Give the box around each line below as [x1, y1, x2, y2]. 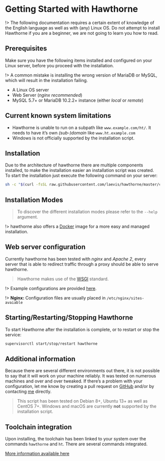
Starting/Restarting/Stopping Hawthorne [5, 313, 134, 322]
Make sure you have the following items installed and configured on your [5, 57, 152, 63]
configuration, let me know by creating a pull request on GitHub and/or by [5, 383, 155, 389]
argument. [17, 214, 38, 220]
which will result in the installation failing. [5, 77, 88, 83]
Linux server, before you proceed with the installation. [5, 62, 114, 68]
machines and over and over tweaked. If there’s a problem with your [5, 378, 143, 384]
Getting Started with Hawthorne [5, 3, 138, 15]
